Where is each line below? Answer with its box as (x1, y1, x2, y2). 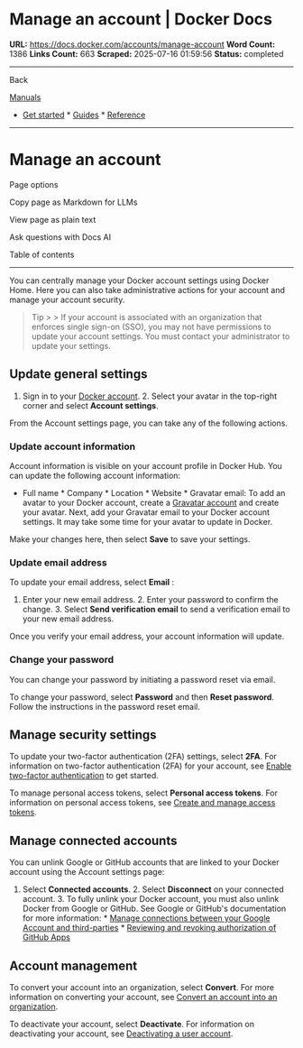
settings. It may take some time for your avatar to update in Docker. (22, 516, 273, 527)
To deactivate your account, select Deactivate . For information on (9, 1019, 255, 1030)
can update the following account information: (9, 470, 181, 481)
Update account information (9, 440, 136, 453)
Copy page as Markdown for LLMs (9, 197, 138, 207)
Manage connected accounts (9, 832, 178, 848)
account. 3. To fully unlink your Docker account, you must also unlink (22, 894, 280, 905)
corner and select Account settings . (22, 400, 160, 410)
